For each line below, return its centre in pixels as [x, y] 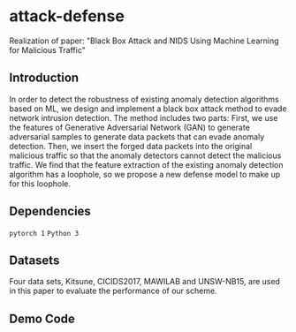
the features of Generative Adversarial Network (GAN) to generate [129, 127]
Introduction [44, 78]
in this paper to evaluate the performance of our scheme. [114, 291]
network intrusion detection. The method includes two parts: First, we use [144, 117]
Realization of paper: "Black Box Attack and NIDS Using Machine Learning [144, 41]
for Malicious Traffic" [47, 49]
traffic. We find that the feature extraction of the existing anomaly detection [146, 164]
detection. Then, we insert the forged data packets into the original [131, 146]
